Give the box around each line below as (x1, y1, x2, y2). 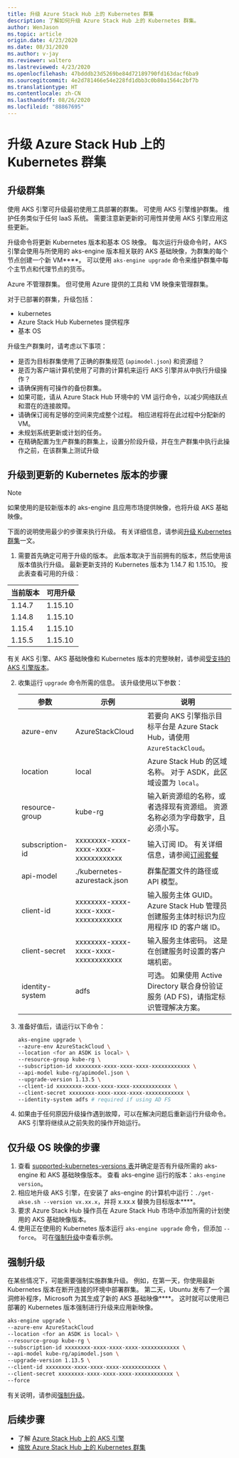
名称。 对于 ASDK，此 (147, 767, 221, 777)
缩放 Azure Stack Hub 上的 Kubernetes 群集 (17, 1442, 146, 1452)
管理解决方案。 (154, 1002, 205, 1012)
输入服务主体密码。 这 (147, 935, 221, 945)
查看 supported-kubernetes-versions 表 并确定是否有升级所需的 (17, 1162, 203, 1171)
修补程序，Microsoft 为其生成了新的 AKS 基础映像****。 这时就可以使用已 (13, 1294, 230, 1302)
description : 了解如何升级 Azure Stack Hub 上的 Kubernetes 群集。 (7, 17, 200, 24)
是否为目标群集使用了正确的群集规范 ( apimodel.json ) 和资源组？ (17, 357, 205, 365)
